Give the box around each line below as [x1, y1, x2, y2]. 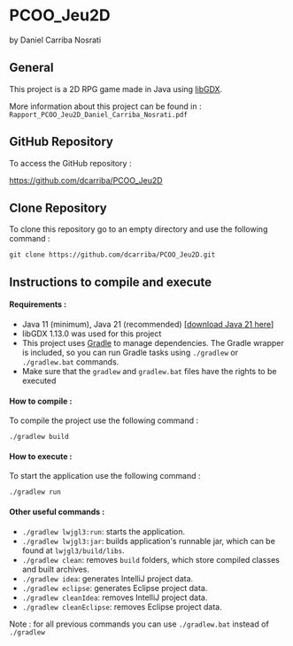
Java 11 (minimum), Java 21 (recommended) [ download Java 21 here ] [21, 319, 274, 329]
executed [21, 375, 57, 386]
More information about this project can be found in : [9, 101, 202, 112]
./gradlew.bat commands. [21, 356, 120, 367]
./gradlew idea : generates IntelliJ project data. [21, 573, 194, 584]
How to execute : [9, 450, 73, 461]
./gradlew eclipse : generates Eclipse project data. [21, 582, 208, 593]
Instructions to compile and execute [9, 274, 212, 289]
